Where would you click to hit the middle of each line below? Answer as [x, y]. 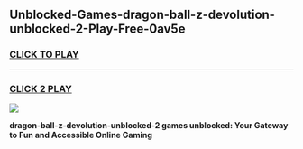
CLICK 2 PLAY [41, 88]
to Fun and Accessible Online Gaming [81, 135]
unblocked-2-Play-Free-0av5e [97, 29]
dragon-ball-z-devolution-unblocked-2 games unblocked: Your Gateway [149, 125]
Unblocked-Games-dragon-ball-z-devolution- [142, 15]
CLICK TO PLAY [44, 55]
